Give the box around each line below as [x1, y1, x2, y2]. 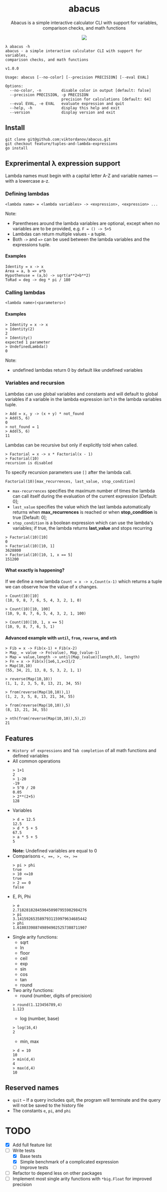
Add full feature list [12, 1142, 52, 1148]
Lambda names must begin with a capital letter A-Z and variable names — [5, 173, 158, 179]
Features [5, 734, 34, 742]
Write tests [12, 1147, 35, 1153]
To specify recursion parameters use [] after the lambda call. [5, 469, 132, 475]
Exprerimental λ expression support [5, 159, 120, 168]
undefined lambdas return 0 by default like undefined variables [12, 367, 143, 373]
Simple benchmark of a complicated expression [20, 1159, 119, 1165]
